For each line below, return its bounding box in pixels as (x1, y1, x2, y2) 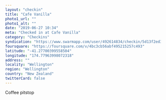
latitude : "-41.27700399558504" (5, 48, 72, 53)
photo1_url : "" (5, 16, 37, 21)
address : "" (5, 58, 30, 63)
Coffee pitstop (5, 89, 35, 95)
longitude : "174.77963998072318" (5, 53, 74, 58)
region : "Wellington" (5, 67, 50, 72)
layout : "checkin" (5, 7, 43, 12)
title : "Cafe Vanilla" (5, 12, 52, 17)
